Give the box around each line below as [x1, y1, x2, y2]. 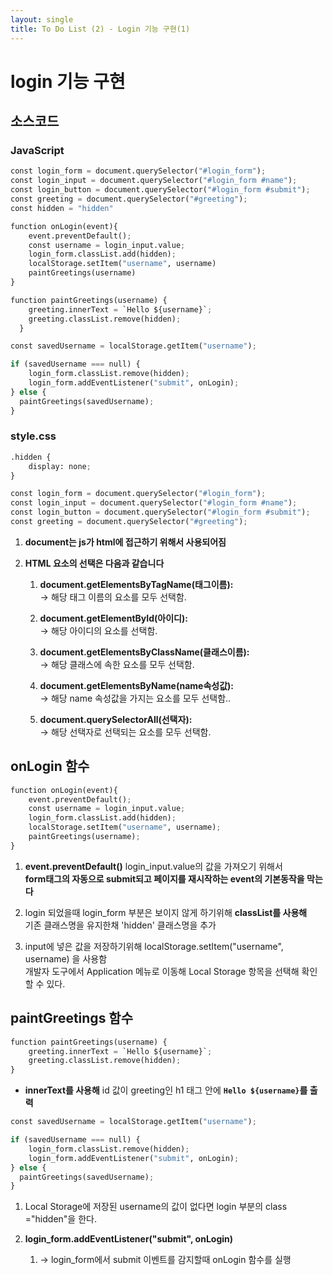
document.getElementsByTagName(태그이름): [39, 578, 234, 590]
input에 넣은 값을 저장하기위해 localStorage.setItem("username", [24, 940, 284, 952]
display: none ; [28, 461, 92, 471]
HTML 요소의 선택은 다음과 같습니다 [24, 557, 165, 569]
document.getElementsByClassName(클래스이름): [39, 646, 250, 658]
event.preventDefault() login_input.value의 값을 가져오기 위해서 [24, 860, 283, 872]
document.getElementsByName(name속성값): [39, 679, 234, 691]
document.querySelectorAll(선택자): [39, 713, 193, 725]
